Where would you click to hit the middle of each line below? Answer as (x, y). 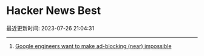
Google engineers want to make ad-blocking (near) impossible (93, 46)
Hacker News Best (54, 11)
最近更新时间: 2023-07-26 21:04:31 (50, 28)
